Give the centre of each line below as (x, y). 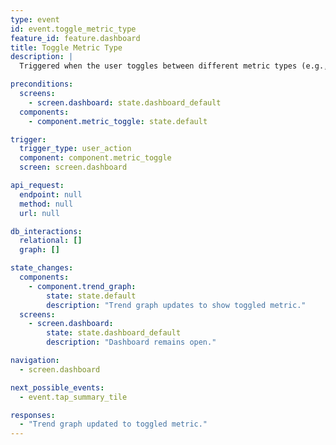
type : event (35, 19)
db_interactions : (46, 231)
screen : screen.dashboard (73, 167)
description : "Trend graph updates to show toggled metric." (176, 305)
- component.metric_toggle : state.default (118, 121)
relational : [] (51, 241)
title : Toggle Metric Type (66, 47)
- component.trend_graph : (82, 286)
